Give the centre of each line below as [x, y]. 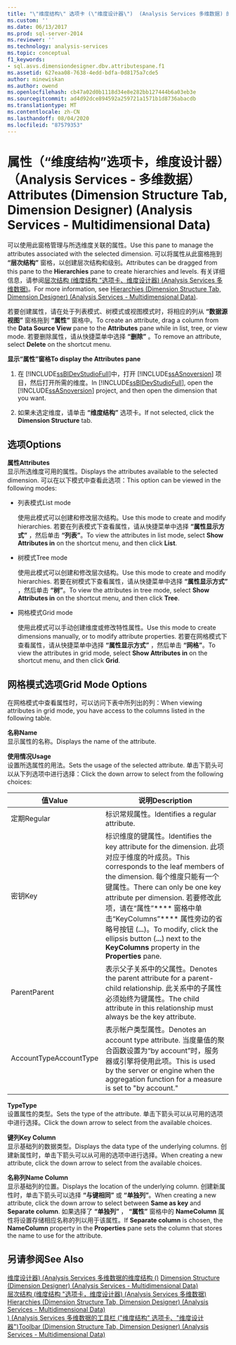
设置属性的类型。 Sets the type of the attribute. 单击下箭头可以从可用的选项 [115, 1114]
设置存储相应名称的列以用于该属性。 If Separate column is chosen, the [121, 1220]
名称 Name [22, 733]
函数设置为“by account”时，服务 [165, 1051]
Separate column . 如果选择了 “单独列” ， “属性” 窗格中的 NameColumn [112, 1211]
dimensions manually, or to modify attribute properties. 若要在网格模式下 [122, 637]
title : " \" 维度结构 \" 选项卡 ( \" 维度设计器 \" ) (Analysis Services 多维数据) [115, 14]
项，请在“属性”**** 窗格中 [150, 908]
